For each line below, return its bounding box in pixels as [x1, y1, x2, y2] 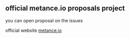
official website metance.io [5, 27, 62, 33]
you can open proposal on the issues [5, 17, 83, 23]
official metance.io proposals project [5, 4, 125, 13]
